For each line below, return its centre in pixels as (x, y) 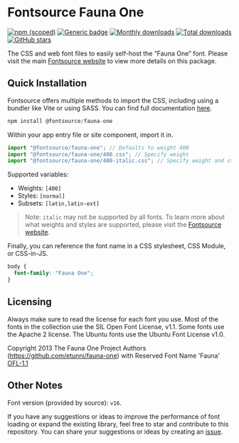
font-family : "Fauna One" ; (54, 273)
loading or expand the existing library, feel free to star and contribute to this (118, 424)
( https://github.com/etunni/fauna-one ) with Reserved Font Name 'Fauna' (114, 356)
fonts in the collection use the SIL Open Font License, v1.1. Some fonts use (116, 326)
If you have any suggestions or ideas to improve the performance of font (114, 416)
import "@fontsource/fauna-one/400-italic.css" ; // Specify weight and (116, 161)
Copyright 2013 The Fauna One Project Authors (77, 348)
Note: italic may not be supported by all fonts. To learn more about (125, 217)
